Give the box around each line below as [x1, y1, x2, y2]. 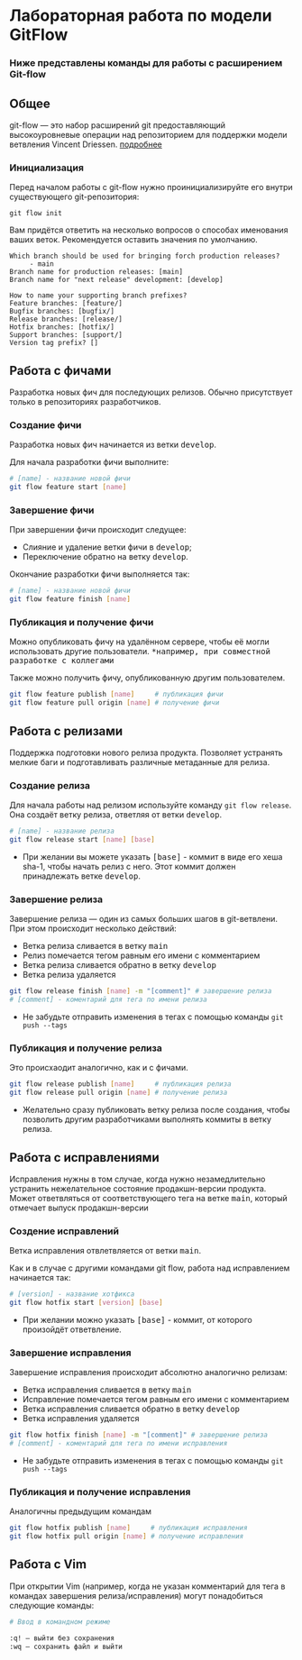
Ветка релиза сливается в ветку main [22, 941, 169, 952]
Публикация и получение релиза [9, 1042, 162, 1054]
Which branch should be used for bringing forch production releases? [9, 251, 280, 261]
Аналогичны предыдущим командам [9, 1506, 151, 1517]
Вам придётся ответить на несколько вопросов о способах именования [9, 224, 288, 235]
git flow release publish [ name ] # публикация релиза [9, 1080, 232, 1089]
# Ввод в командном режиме [9, 1617, 111, 1627]
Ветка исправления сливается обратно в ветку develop [22, 1403, 241, 1415]
